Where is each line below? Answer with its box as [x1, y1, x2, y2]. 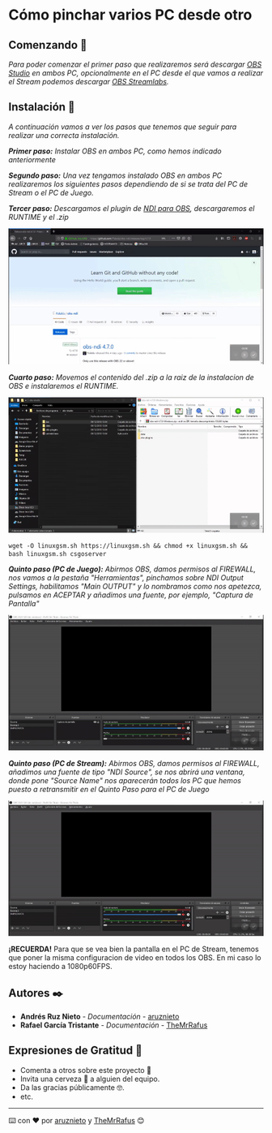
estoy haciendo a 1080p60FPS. [8, 962, 113, 971]
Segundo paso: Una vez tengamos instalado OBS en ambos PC [8, 170, 223, 180]
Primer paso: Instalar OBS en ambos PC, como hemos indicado [8, 146, 222, 156]
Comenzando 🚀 [8, 38, 87, 52]
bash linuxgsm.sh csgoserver [8, 550, 107, 558]
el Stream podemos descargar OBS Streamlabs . [8, 77, 169, 86]
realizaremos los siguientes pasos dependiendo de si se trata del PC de [8, 179, 249, 188]
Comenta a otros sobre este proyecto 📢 [19, 1065, 152, 1075]
